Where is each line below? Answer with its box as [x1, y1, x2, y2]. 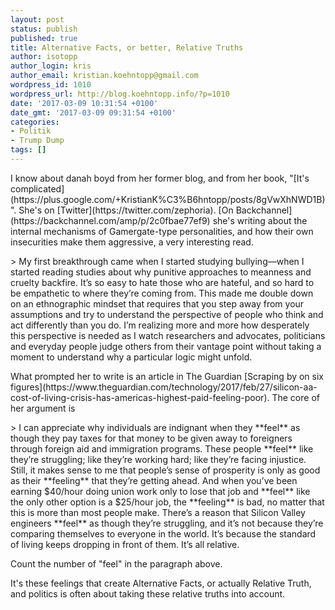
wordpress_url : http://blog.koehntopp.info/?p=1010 [10, 89, 230, 99]
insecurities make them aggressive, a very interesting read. [10, 236, 254, 248]
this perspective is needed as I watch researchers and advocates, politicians [10, 329, 326, 341]
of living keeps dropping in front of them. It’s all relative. [10, 538, 240, 550]
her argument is [10, 402, 76, 414]
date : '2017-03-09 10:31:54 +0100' [10, 98, 159, 108]
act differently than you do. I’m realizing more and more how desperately [10, 319, 310, 331]
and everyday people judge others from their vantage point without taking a [10, 340, 322, 352]
